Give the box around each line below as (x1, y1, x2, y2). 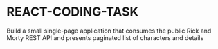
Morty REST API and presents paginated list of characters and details (6, 33, 204, 42)
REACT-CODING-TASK (6, 4, 139, 20)
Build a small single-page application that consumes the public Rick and (6, 27, 212, 35)
